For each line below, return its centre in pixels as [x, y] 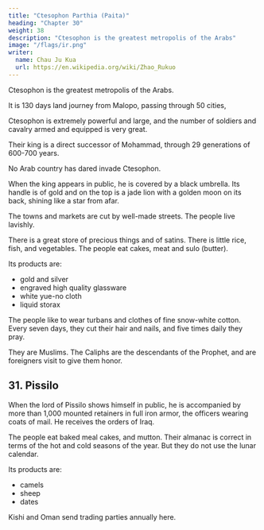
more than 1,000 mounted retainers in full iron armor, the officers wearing [128, 413]
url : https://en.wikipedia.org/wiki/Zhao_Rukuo [96, 68]
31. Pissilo [34, 386]
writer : [21, 52]
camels [31, 485]
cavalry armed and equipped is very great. [78, 129]
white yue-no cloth [50, 296]
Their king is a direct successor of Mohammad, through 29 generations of [129, 145]
